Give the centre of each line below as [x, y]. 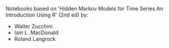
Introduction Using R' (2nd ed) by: [47, 15]
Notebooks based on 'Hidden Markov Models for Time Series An [84, 9]
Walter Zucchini [33, 26]
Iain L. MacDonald [36, 33]
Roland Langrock [35, 39]
